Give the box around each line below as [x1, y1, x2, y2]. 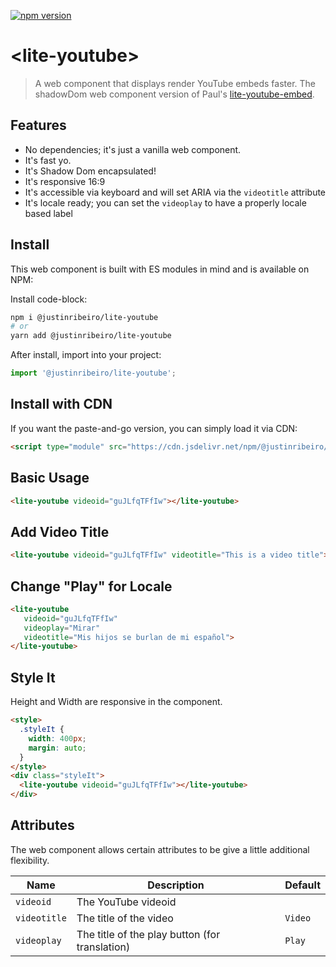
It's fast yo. [24, 154, 72, 166]
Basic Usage [10, 470, 90, 487]
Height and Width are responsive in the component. [10, 696, 223, 708]
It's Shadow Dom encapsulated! [24, 165, 157, 177]
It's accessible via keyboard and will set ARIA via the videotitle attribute [24, 186, 327, 198]
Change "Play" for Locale [10, 578, 173, 595]
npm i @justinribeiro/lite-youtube [10, 312, 159, 322]
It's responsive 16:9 [24, 175, 106, 187]
